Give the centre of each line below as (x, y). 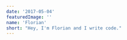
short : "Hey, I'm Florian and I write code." (64, 28)
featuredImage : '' (29, 17)
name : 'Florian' (26, 22)
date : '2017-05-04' (31, 11)
